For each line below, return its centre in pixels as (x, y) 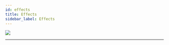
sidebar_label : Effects (30, 19)
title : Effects (21, 14)
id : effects (18, 10)
